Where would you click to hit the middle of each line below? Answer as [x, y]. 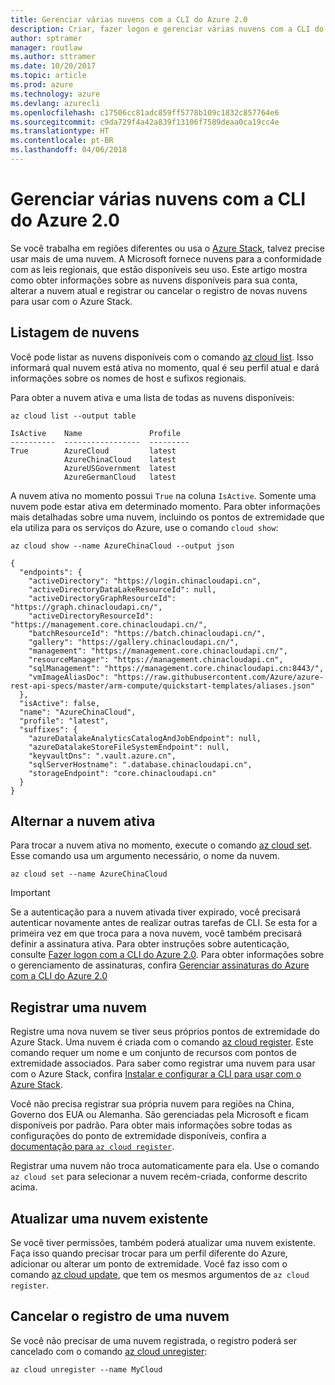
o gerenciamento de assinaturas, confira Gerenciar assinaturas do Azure [160, 965]
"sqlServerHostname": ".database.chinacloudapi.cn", [140, 764]
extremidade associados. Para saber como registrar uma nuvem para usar [163, 1063]
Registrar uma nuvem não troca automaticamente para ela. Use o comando [165, 1166]
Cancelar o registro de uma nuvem [120, 1316]
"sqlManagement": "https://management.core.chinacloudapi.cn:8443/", [176, 668]
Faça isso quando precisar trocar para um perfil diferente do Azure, [149, 1253]
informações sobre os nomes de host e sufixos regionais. [128, 378]
